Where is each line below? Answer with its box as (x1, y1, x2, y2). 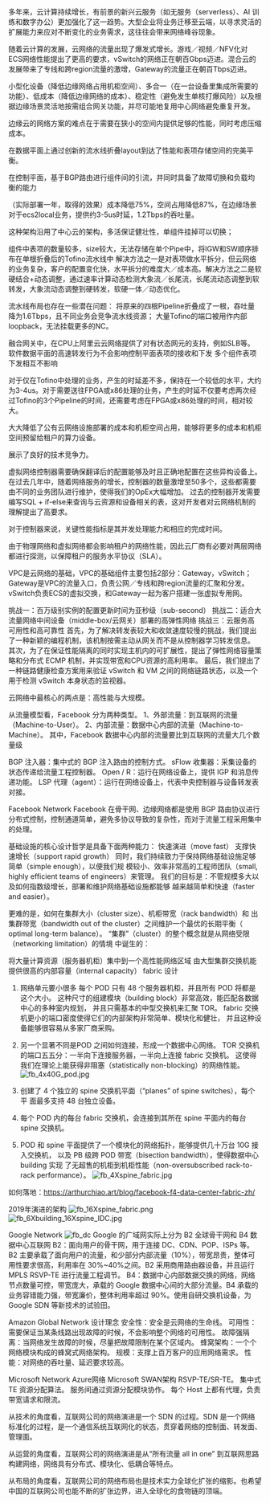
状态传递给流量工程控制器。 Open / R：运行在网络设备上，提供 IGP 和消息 (8, 767, 252, 777)
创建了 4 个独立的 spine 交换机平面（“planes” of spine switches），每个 (19, 1086, 256, 1095)
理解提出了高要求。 (8, 507, 72, 517)
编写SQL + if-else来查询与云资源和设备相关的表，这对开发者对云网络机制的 (8, 497, 256, 506)
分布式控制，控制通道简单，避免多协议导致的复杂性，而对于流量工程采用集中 (8, 815, 262, 823)
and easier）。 (8, 892, 55, 901)
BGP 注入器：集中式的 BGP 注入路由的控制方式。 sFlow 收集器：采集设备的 (8, 758, 257, 766)
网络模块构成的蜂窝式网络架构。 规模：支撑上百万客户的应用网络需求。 (8, 1348, 243, 1357)
